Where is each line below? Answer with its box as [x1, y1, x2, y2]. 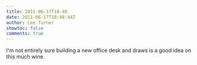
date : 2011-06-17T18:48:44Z [6, 14, 76, 20]
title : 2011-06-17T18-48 [6, 8, 68, 15]
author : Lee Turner [6, 19, 55, 25]
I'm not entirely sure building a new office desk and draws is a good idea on [6, 47, 192, 54]
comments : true [6, 31, 44, 37]
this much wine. [6, 53, 45, 60]
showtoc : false [6, 25, 44, 31]
